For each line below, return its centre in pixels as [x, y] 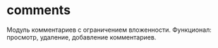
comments [39, 10]
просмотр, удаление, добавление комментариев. [81, 37]
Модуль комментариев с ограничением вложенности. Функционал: [109, 30]
